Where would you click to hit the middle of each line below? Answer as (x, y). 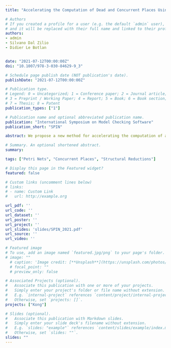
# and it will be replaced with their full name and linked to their (81, 29)
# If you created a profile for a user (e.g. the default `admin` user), (85, 24)
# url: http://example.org (36, 197)
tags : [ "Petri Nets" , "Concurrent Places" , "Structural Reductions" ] (81, 159)
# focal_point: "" (30, 267)
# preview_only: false (34, 272)
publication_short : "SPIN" (34, 127)
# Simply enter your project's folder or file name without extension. (85, 290)
